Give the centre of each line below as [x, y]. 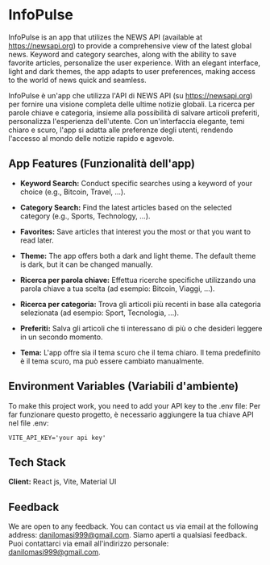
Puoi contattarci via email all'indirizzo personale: [89, 544]
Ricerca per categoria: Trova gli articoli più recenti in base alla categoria [141, 304]
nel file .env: [29, 423]
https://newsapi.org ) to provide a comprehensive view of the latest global [130, 45]
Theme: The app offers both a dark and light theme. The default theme [138, 255]
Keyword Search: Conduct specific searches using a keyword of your [136, 183]
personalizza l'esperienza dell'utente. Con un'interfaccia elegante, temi [127, 121]
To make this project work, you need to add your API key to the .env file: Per [135, 405]
